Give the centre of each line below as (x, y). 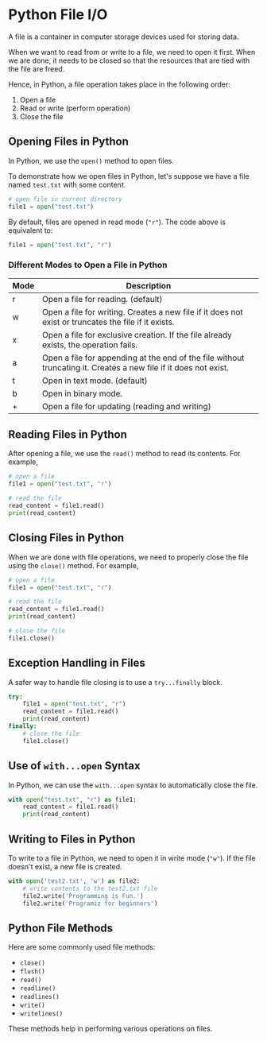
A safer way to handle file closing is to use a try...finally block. (115, 682)
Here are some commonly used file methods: (82, 947)
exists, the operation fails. (90, 345)
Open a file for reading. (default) (103, 299)
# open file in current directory (66, 199)
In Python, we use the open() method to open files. (91, 161)
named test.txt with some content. (67, 184)
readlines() (39, 997)
